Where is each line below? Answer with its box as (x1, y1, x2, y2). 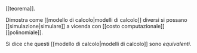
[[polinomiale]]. (5, 29, 43, 36)
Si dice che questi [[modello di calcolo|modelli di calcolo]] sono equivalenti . (5, 41, 192, 47)
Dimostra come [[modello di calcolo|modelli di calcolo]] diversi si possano (5, 16, 187, 23)
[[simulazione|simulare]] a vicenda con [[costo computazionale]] (5, 23, 165, 29)
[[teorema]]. (5, 5, 35, 12)
